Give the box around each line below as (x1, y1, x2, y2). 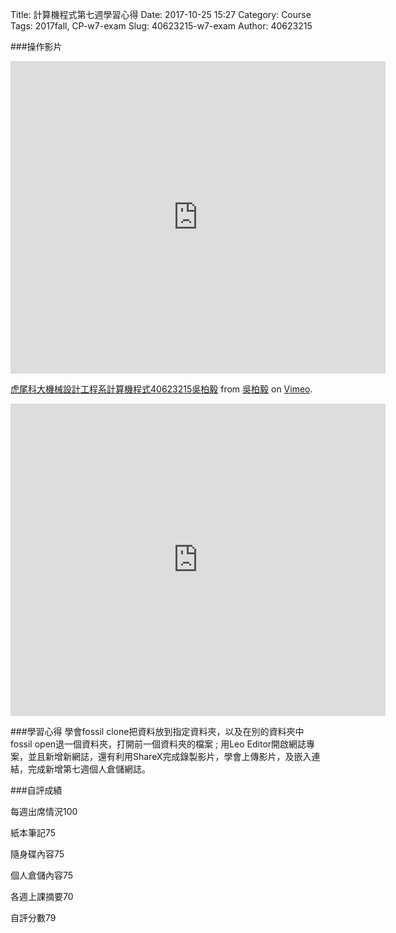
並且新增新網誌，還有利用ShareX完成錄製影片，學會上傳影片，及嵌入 (27, 751, 312, 762)
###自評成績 (10, 784, 63, 796)
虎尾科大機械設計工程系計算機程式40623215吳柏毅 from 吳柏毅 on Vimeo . (10, 383, 313, 395)
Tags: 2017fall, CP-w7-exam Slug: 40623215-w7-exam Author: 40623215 (10, 20, 313, 32)
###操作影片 (10, 41, 63, 52)
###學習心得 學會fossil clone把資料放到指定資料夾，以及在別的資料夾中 (10, 726, 305, 737)
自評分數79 (10, 912, 57, 923)
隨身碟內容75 (10, 848, 65, 860)
